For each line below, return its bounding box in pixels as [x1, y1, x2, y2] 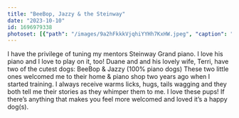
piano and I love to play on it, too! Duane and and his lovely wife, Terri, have [7, 58, 229, 66]
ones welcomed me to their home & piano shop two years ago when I [7, 73, 211, 81]
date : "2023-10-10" [7, 17, 65, 24]
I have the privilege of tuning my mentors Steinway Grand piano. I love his [7, 50, 223, 58]
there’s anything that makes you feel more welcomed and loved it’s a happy [7, 95, 228, 104]
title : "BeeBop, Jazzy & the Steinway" [7, 10, 126, 18]
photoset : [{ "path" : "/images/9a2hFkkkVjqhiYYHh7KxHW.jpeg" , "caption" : [7, 30, 228, 38]
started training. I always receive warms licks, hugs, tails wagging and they [7, 80, 228, 89]
